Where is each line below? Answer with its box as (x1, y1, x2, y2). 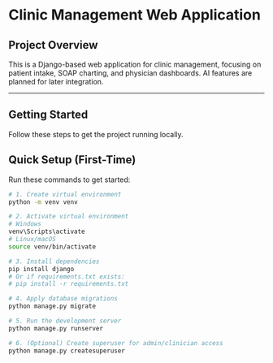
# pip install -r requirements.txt (8, 280, 129, 288)
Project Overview (8, 38, 98, 52)
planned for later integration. (8, 77, 104, 86)
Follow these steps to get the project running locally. (8, 129, 184, 139)
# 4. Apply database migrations (8, 295, 118, 303)
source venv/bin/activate (8, 242, 96, 251)
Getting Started (8, 108, 89, 122)
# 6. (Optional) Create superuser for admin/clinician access (8, 339, 223, 347)
